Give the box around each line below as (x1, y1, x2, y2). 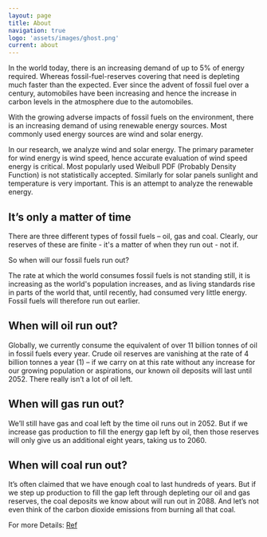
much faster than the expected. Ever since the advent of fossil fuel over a (8, 80, 249, 90)
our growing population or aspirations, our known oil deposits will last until (8, 366, 253, 375)
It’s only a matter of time (8, 210, 132, 224)
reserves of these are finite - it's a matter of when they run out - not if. (8, 240, 239, 249)
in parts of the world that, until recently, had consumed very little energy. (8, 288, 247, 297)
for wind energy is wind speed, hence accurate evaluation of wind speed (8, 153, 248, 163)
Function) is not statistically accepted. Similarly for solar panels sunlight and (8, 171, 258, 180)
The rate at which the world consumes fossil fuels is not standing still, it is (8, 270, 251, 280)
